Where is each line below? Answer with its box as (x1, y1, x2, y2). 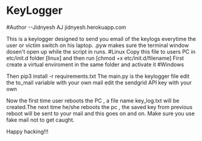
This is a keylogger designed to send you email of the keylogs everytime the (6, 35, 197, 42)
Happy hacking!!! (6, 128, 49, 135)
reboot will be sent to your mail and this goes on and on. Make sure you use (6, 110, 195, 117)
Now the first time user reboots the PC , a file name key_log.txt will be (6, 97, 180, 104)
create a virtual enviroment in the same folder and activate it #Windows (6, 61, 184, 68)
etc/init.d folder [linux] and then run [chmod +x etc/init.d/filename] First (6, 54, 184, 61)
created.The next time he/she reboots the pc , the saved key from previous (6, 103, 193, 110)
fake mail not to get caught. (6, 116, 75, 124)
